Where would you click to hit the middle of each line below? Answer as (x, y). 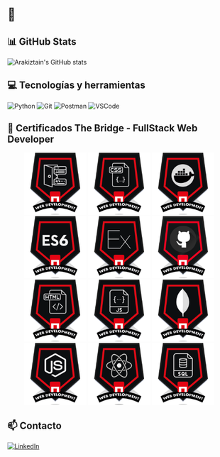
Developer (31, 139)
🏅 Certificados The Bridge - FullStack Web (103, 128)
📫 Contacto (34, 426)
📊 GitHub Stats (42, 42)
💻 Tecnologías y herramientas (76, 86)
